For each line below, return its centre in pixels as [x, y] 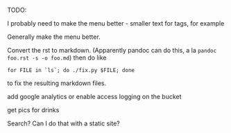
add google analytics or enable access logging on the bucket [94, 97]
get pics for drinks [33, 110]
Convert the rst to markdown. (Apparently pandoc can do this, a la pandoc [112, 50]
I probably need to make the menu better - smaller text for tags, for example [116, 23]
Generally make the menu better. [54, 37]
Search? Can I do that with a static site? [63, 123]
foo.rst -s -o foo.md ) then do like [57, 57]
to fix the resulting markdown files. [57, 83]
